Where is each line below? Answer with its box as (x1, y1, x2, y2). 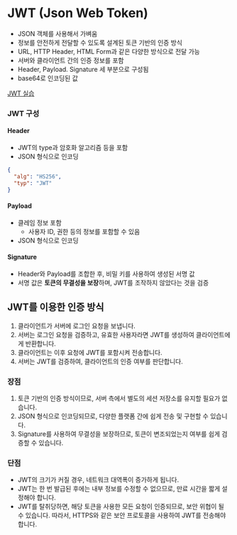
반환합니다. (25, 339, 57, 348)
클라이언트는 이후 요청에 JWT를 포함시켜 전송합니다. (17, 348, 162, 356)
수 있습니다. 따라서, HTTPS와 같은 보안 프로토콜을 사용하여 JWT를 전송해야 (17, 511, 226, 520)
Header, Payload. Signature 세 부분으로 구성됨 (17, 65, 149, 73)
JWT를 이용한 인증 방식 (7, 301, 104, 314)
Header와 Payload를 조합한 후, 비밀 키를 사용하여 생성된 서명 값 (17, 269, 195, 278)
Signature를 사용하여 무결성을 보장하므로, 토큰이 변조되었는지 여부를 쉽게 (17, 430, 221, 438)
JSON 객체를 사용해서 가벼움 (17, 29, 98, 38)
